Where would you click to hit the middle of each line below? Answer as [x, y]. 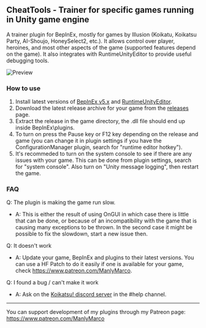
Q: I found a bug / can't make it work [53, 283]
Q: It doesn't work [29, 246]
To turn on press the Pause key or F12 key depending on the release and [107, 134]
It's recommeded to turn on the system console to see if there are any [103, 154]
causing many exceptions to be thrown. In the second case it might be [104, 227]
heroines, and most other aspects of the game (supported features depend [101, 47]
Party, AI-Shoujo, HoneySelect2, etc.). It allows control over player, [91, 41]
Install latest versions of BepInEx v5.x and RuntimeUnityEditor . [94, 102]
